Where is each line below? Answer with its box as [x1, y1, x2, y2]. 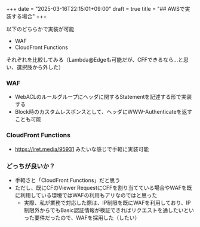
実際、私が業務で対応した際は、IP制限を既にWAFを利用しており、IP [23, 199, 191, 206]
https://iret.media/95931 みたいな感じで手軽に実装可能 [14, 146, 149, 153]
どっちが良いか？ [6, 162, 56, 170]
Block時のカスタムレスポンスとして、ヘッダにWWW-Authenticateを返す [14, 108, 193, 116]
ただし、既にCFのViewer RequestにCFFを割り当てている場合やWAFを [14, 184, 187, 191]
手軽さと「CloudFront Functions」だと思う [14, 176, 121, 184]
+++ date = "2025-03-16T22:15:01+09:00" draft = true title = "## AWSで [6, 5, 185, 12]
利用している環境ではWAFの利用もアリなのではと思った [20, 191, 158, 199]
